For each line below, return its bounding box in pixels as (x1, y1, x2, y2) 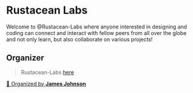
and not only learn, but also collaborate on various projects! (6, 36, 153, 43)
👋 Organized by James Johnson (6, 80, 87, 87)
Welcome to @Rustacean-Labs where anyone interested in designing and (6, 23, 187, 30)
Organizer (6, 53, 45, 63)
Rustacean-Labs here (20, 69, 75, 76)
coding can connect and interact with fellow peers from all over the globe (6, 29, 187, 36)
